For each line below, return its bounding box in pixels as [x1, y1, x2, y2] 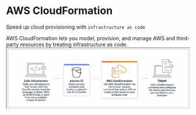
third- [176, 34, 190, 41]
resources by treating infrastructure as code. [20, 41, 128, 48]
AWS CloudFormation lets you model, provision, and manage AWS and [6, 34, 176, 41]
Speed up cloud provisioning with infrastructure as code [6, 23, 146, 30]
